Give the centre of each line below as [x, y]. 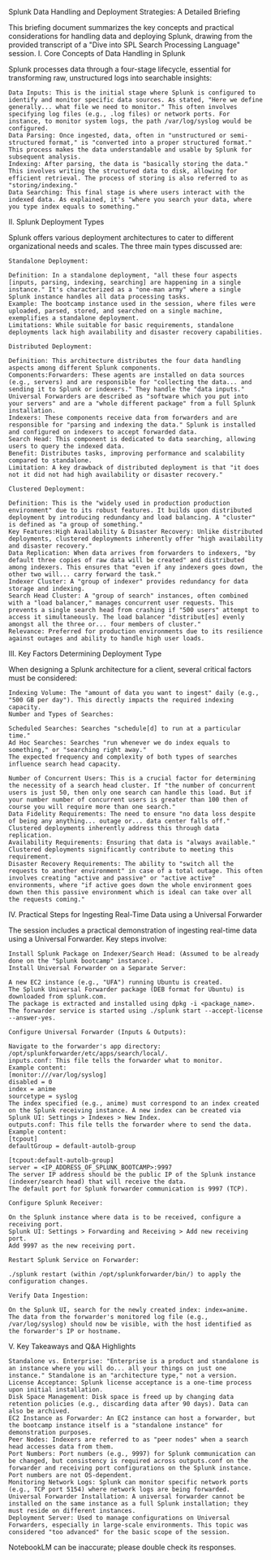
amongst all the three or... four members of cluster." [105, 624]
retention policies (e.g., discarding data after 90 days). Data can [129, 1404]
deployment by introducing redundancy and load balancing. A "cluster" [132, 518]
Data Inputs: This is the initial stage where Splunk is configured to [132, 93]
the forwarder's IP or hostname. [65, 1331]
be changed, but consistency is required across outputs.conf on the [129, 1461]
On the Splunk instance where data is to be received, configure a [125, 1217]
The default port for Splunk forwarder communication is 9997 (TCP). [129, 1189]
